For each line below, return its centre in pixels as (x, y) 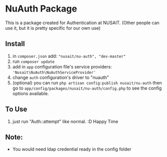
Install (15, 44)
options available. (31, 93)
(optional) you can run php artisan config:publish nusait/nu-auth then (87, 83)
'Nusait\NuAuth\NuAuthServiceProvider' (54, 72)
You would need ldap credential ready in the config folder (72, 149)
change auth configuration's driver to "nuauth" (61, 77)
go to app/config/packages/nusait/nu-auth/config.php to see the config (87, 88)
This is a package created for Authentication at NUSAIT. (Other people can (82, 23)
